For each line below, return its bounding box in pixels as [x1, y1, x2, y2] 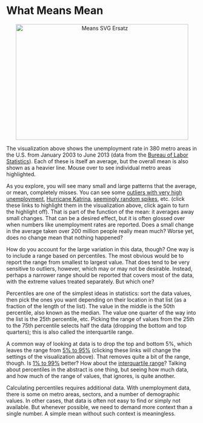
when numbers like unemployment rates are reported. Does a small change [6, 221, 194, 228]
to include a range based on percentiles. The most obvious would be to [6, 252, 184, 259]
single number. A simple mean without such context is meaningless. [6, 410, 176, 417]
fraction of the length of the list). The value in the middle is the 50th [6, 302, 175, 310]
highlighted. [6, 171, 36, 178]
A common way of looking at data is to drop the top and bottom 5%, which [6, 340, 192, 347]
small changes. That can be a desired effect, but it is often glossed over [6, 214, 185, 222]
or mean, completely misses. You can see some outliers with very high [6, 189, 182, 196]
